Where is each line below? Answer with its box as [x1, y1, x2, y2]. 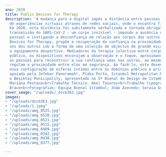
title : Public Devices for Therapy [5, 12, 79, 17]
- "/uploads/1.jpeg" [5, 104, 48, 109]
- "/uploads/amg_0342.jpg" [5, 131, 61, 136]
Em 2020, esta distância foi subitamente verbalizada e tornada [9, 26, 145, 31]
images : [5, 94, 21, 99]
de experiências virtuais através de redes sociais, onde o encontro [9, 21, 156, 26]
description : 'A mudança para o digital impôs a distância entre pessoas [5, 16, 161, 21]
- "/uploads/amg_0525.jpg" [5, 108, 61, 114]
